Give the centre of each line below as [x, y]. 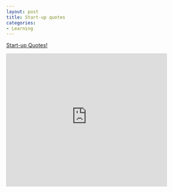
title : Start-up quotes [36, 17]
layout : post [22, 12]
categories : [21, 23]
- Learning [20, 28]
